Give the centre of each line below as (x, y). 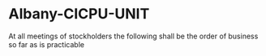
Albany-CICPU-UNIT (79, 14)
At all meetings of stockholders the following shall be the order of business (133, 36)
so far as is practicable (47, 44)
